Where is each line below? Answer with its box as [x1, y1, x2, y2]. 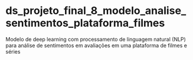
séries [5, 48, 21, 55]
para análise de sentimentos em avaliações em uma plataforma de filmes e [5, 42, 187, 49]
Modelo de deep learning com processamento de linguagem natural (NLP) [5, 36, 187, 43]
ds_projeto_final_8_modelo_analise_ [5, 4, 187, 17]
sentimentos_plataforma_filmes [5, 16, 165, 30]
